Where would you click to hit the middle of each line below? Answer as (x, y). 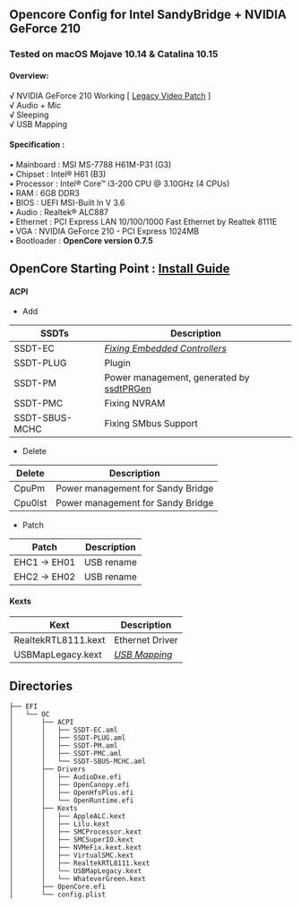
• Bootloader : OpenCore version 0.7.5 (82, 240)
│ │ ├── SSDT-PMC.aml (66, 754)
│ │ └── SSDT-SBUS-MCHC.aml (77, 762)
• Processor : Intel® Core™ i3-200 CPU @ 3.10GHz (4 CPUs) (120, 184)
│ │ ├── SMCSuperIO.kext (72, 840)
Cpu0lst (30, 503)
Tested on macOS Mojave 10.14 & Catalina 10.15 (114, 55)
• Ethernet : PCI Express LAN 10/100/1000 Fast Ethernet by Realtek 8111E (143, 221)
